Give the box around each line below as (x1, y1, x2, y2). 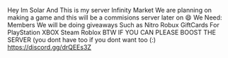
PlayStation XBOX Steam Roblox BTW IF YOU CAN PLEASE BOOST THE (7, 28, 216, 36)
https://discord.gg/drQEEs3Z (7, 43, 92, 51)
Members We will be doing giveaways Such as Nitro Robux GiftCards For (7, 21, 220, 29)
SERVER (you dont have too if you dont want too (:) (7, 36, 156, 44)
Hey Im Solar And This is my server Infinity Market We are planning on (7, 6, 212, 14)
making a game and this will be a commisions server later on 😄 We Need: (7, 13, 222, 22)
